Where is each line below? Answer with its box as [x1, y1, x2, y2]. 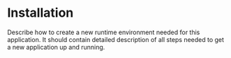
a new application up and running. [7, 43, 105, 51]
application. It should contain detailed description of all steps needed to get [7, 35, 225, 43]
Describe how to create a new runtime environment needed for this [7, 28, 200, 36]
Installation [7, 5, 74, 21]
